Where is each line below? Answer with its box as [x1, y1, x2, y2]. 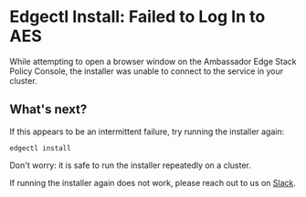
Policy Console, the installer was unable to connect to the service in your [9, 66, 284, 77]
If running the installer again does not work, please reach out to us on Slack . [9, 177, 297, 188]
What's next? [9, 102, 88, 118]
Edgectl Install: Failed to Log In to [9, 6, 266, 27]
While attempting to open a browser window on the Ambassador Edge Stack [9, 56, 297, 67]
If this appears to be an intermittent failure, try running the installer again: [9, 126, 285, 137]
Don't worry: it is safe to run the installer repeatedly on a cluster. [9, 160, 251, 171]
